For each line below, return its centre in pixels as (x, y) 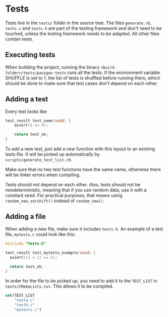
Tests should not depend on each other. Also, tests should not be (73, 185)
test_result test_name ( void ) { (38, 121)
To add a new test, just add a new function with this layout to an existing (80, 149)
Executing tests (30, 55)
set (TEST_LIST (20, 296)
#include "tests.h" (26, 244)
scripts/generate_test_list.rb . (39, 160)
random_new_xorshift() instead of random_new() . (55, 201)
